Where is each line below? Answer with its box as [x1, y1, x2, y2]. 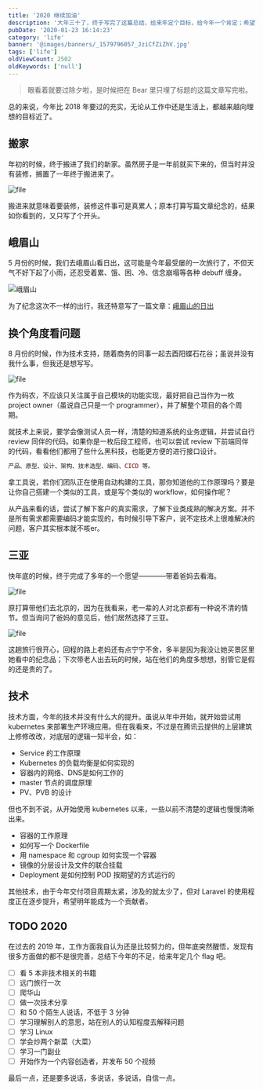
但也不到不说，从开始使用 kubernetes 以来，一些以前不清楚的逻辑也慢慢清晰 [8, 804, 254, 814]
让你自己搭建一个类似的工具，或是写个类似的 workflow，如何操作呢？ [8, 488, 232, 497]
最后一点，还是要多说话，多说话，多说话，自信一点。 [8, 1074, 180, 1083]
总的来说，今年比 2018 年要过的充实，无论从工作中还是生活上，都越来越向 [8, 101, 247, 111]
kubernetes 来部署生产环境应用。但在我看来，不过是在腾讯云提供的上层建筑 [8, 722, 253, 731]
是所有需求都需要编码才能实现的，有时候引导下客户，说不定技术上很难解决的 [8, 514, 255, 523]
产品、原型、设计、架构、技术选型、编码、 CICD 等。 [8, 463, 154, 470]
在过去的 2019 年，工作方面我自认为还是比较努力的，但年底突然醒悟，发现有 [8, 942, 254, 951]
